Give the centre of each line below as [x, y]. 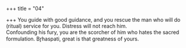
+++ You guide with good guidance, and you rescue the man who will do [93, 20]
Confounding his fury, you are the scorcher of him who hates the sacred [93, 32]
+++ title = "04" [25, 8]
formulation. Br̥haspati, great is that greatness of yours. [73, 39]
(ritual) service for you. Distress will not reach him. [66, 26]
